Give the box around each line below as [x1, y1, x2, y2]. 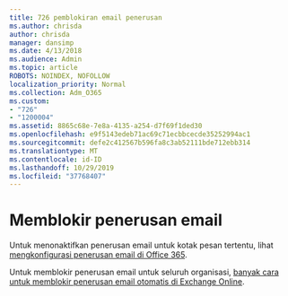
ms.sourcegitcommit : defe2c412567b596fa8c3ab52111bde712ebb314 [9, 138, 251, 147]
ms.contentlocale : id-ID [9, 154, 102, 164]
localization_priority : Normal [9, 80, 127, 89]
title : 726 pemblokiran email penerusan [9, 13, 163, 22]
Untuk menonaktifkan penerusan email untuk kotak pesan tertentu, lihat [9, 239, 274, 251]
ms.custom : [9, 96, 50, 106]
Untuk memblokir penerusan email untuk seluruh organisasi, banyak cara [9, 266, 280, 278]
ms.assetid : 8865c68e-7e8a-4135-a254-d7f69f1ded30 [9, 122, 203, 131]
